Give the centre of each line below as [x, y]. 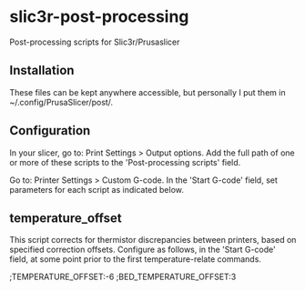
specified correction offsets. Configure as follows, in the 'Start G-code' [142, 250]
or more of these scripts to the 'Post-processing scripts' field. [125, 162]
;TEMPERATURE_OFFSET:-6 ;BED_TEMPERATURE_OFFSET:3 [123, 277]
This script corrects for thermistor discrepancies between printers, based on [153, 240]
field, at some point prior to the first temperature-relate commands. [136, 259]
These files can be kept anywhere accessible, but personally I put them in [147, 92]
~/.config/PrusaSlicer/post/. [61, 102]
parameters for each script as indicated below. [97, 189]
